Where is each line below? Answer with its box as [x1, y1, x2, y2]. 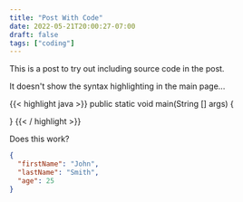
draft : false [9, 30, 59, 39]
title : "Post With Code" [9, 13, 103, 23]
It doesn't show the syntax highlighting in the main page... [9, 81, 226, 91]
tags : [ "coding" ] [9, 38, 75, 48]
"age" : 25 [17, 176, 54, 186]
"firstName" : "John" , [17, 159, 100, 168]
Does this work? [9, 133, 70, 145]
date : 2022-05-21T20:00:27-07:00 [9, 22, 136, 31]
